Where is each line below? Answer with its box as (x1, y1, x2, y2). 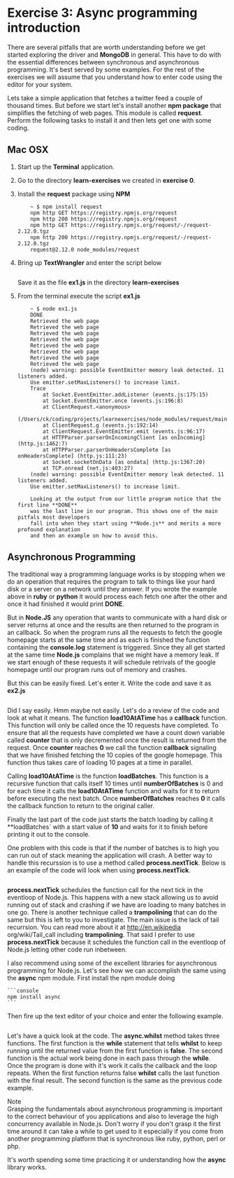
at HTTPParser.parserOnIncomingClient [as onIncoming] (43, 434, 206, 441)
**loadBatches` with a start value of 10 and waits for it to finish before (7, 822, 208, 831)
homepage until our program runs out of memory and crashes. (7, 665, 187, 673)
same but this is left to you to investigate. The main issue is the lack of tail (7, 915, 219, 924)
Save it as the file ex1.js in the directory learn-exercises (17, 278, 180, 287)
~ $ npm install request (30, 203, 103, 210)
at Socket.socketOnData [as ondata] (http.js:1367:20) (43, 458, 206, 465)
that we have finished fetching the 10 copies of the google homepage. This (7, 751, 223, 759)
